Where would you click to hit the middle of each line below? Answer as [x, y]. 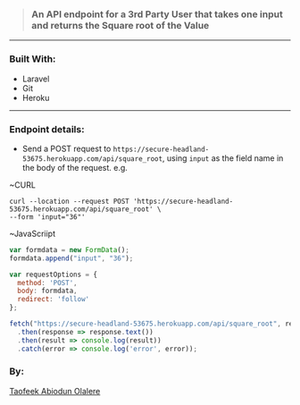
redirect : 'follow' [54, 300]
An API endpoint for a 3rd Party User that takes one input [157, 14]
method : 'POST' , [47, 283]
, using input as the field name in [223, 158]
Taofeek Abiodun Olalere [55, 391]
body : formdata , [47, 291]
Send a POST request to [67, 148]
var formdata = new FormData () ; [69, 249]
